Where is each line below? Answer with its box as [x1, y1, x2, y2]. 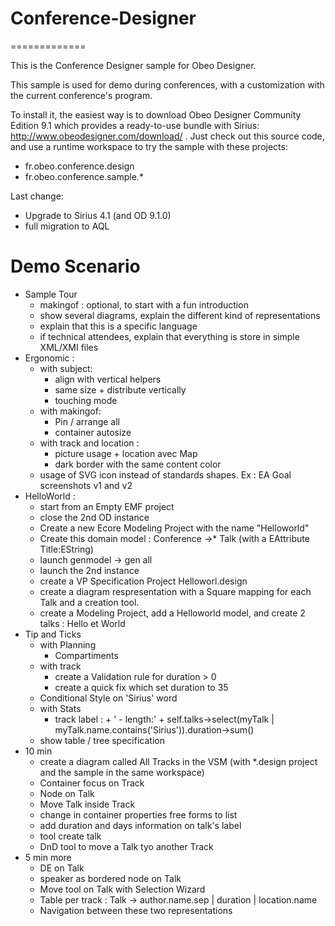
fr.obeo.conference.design [24, 160, 135, 172]
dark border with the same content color [54, 458, 222, 470]
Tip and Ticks [24, 628, 82, 640]
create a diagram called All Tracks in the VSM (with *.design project [39, 755, 318, 767]
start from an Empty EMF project [39, 500, 175, 512]
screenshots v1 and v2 [39, 479, 133, 491]
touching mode [54, 394, 118, 406]
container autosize [54, 426, 132, 438]
